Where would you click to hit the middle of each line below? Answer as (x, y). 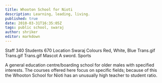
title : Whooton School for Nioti (39, 9)
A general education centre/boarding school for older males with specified (80, 65)
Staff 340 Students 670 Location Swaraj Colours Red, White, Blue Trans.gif (80, 50)
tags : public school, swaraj (35, 28)
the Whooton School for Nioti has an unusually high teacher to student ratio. (81, 75)
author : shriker (21, 32)
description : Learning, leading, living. (48, 14)
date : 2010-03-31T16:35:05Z (34, 23)
